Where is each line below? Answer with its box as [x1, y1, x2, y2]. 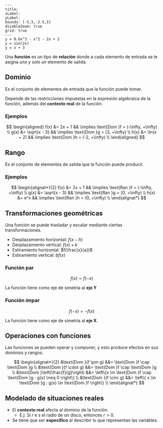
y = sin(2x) [5, 41, 29, 46]
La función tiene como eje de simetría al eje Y [5, 285, 97, 291]
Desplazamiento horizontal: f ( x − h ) [12, 237, 83, 243]
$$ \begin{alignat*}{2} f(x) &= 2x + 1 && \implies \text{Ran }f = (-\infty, [11, 185, 153, 191]
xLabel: [5, 11, 21, 16]
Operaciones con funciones [5, 332, 91, 340]
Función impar [5, 297, 40, 304]
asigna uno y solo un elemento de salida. [5, 59, 87, 65]
